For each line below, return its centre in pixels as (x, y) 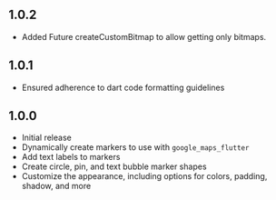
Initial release (46, 138)
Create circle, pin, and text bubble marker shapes (114, 166)
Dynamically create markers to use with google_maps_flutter (135, 147)
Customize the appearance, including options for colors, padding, (144, 176)
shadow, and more (56, 186)
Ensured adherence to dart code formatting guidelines (123, 87)
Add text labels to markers (71, 157)
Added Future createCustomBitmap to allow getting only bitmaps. (144, 36)
